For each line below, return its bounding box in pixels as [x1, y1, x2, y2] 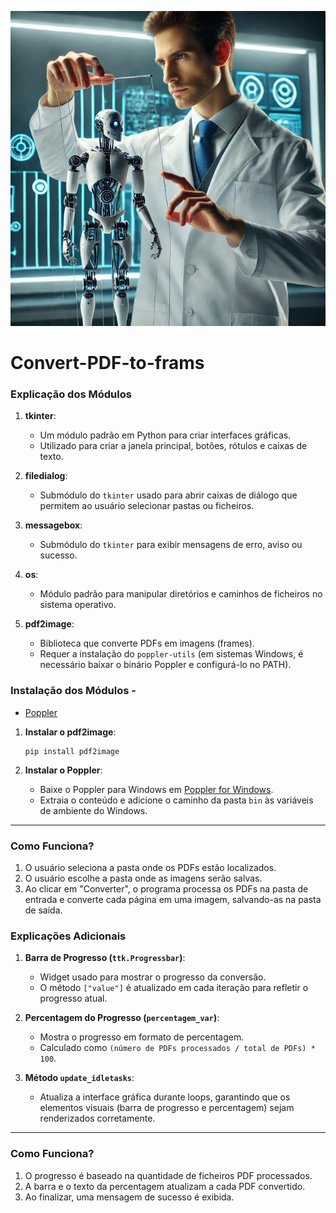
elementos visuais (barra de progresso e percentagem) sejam [39, 1102, 295, 1114]
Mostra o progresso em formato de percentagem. [39, 1031, 245, 1043]
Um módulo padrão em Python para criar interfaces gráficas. [39, 429, 292, 441]
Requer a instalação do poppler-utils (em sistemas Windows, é [39, 648, 304, 660]
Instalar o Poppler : [24, 764, 103, 776]
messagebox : [24, 519, 83, 531]
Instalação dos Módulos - [10, 684, 137, 698]
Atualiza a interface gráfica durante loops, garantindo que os [39, 1091, 291, 1103]
